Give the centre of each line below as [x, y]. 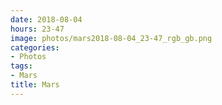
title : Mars [35, 85]
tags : [21, 66]
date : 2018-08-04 [46, 19]
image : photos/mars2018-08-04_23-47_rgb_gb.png [111, 38]
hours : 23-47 [37, 29]
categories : [35, 47]
